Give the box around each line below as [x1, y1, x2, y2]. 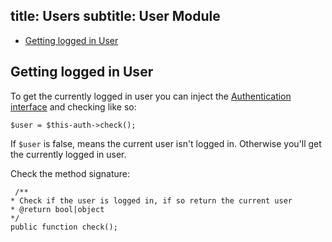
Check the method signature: [10, 167, 131, 179]
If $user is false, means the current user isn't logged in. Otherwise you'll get [10, 137, 322, 149]
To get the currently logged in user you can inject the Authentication [10, 90, 292, 102]
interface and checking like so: [10, 100, 137, 113]
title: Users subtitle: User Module [10, 8, 221, 25]
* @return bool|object [10, 204, 105, 214]
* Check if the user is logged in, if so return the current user [10, 195, 293, 206]
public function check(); [10, 222, 118, 232]
